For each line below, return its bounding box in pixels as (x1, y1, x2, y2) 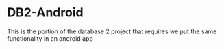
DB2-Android (7, 5, 84, 20)
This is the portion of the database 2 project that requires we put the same (7, 27, 217, 35)
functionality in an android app (7, 34, 94, 42)
